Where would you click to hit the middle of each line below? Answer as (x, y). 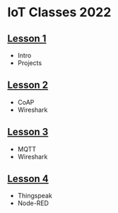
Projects (30, 63)
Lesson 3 (28, 132)
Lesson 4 (28, 179)
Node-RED (33, 203)
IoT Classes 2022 (59, 12)
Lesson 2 (28, 85)
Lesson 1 (27, 39)
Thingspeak (35, 196)
